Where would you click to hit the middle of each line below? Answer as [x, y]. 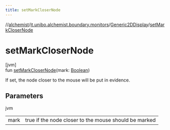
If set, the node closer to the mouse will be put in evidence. [68, 80]
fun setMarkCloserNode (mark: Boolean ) [48, 70]
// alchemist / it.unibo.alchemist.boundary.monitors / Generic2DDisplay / [78, 24]
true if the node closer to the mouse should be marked [91, 120]
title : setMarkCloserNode [33, 10]
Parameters [24, 96]
